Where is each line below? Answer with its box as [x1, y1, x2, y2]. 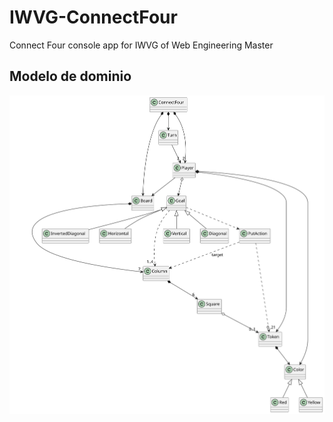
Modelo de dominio [9, 68, 132, 85]
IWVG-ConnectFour [9, 6, 178, 29]
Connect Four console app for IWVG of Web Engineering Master [9, 39, 274, 51]
